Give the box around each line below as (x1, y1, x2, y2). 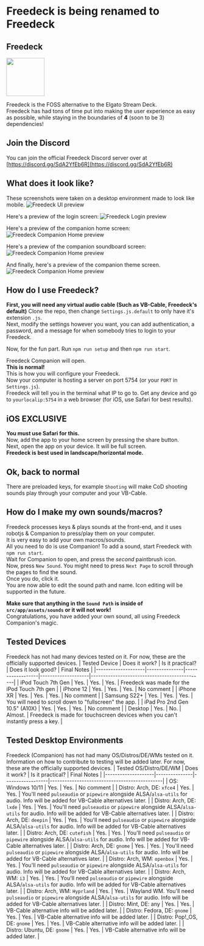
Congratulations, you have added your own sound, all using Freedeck (6, 612, 181, 620)
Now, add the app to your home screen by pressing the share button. (6, 436, 180, 444)
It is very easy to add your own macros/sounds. (6, 536, 126, 543)
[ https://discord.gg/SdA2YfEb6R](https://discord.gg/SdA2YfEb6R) (6, 160, 173, 168)
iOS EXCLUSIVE (6, 413, 67, 424)
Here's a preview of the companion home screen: (6, 224, 131, 232)
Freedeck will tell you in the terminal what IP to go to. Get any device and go (6, 390, 197, 397)
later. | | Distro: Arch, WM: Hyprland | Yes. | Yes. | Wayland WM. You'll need (6, 887, 194, 894)
